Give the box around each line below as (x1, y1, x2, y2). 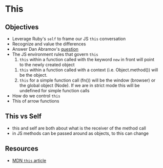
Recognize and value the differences (12, 41, 86, 47)
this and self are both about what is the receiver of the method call (12, 125, 146, 131)
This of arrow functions (12, 98, 60, 104)
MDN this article (12, 157, 46, 163)
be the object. (19, 72, 48, 78)
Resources (5, 145, 39, 153)
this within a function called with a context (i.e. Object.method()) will (19, 67, 159, 73)
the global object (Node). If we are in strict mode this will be (19, 83, 140, 88)
